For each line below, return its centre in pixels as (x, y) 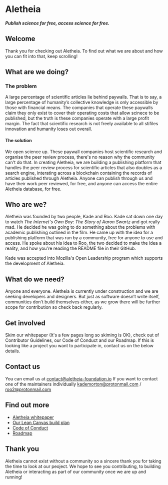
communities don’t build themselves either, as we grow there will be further (83, 302)
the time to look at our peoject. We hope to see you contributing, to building (83, 466)
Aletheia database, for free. (33, 189)
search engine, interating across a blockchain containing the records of (79, 173)
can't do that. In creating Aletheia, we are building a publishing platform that (83, 162)
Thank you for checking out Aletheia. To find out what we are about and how (84, 51)
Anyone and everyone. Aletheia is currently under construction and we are (82, 291)
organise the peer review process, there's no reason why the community (80, 157)
